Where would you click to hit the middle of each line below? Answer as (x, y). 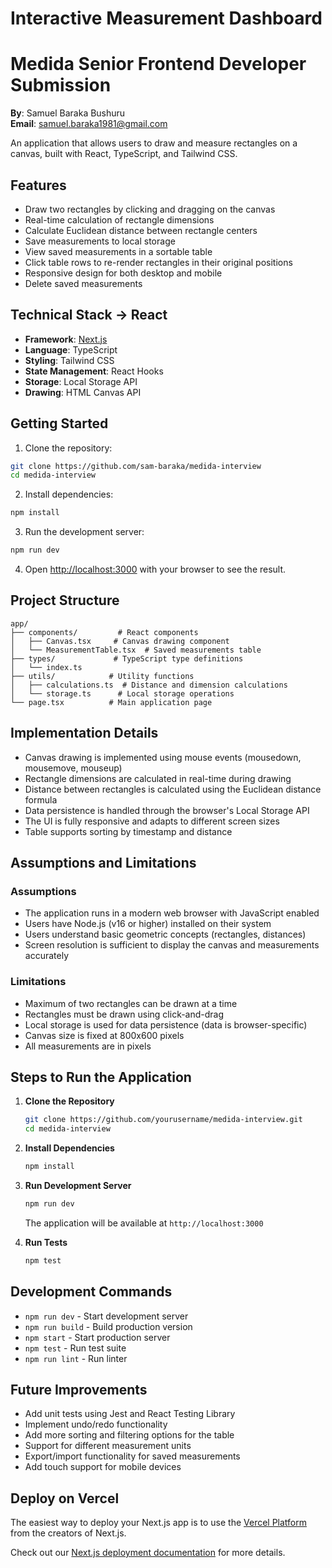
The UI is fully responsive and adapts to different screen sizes (152, 821)
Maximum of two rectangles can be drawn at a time (131, 1003)
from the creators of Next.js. (68, 1533)
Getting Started (59, 423)
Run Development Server (78, 1186)
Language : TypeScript (71, 349)
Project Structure (65, 600)
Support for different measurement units (108, 1446)
